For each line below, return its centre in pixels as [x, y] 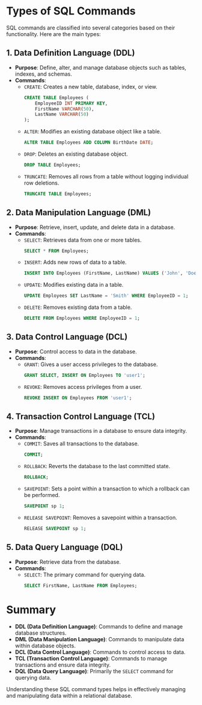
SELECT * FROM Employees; [56, 251]
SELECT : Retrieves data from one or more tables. [83, 240]
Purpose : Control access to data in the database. [76, 351]
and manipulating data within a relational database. [69, 695]
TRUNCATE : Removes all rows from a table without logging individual [106, 176]
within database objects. [45, 645]
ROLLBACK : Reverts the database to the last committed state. [97, 466]
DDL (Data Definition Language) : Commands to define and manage [99, 626]
